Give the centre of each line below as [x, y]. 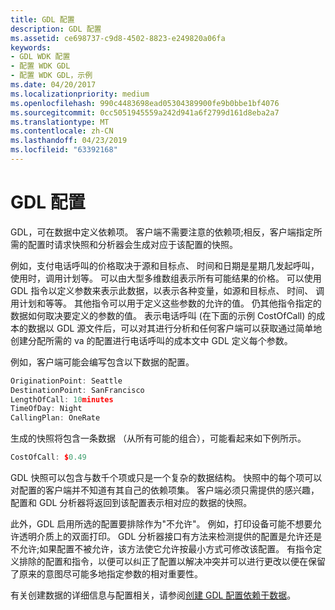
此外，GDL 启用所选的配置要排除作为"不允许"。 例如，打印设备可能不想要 [161, 524]
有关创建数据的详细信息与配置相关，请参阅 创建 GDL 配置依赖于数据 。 [153, 595]
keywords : [31, 47]
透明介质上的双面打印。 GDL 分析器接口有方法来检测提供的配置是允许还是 [170, 537]
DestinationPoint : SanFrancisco [77, 390]
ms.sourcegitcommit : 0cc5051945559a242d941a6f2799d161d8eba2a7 [145, 112]
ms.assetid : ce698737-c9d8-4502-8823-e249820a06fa [118, 38]
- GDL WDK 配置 [40, 57]
